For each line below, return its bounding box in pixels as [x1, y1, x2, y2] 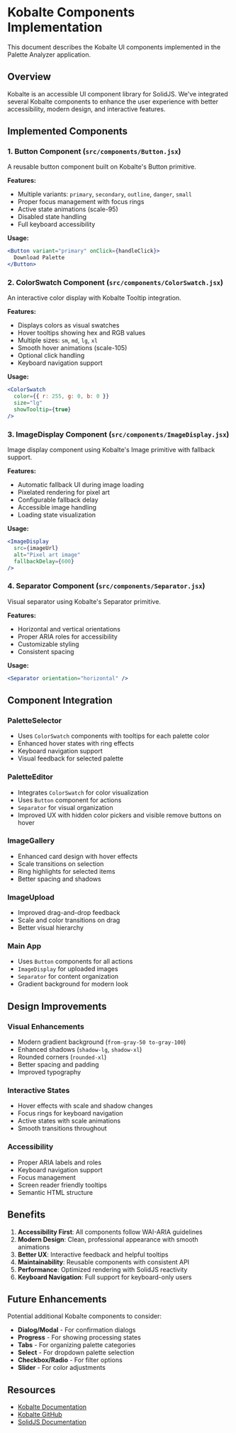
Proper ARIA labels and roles [17, 1158, 101, 1167]
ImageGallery [7, 836, 55, 845]
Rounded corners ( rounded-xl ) [17, 1053, 107, 1062]
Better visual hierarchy [17, 923, 84, 932]
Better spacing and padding [17, 1060, 99, 1069]
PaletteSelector [7, 715, 62, 725]
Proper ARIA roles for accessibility [17, 632, 118, 641]
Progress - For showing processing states [17, 1333, 142, 1342]
